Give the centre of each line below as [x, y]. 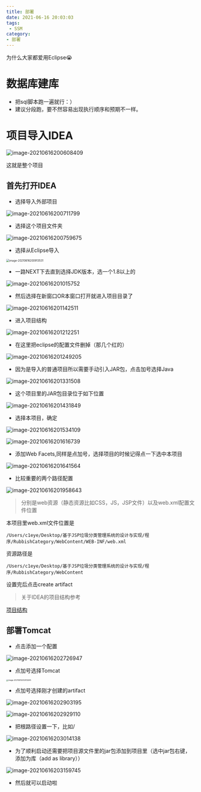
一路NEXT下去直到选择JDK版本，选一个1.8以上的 [75, 271]
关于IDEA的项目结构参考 [51, 597]
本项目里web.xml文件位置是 [40, 523]
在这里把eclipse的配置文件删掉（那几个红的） [71, 344]
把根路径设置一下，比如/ [45, 726]
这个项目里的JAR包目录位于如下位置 [59, 393]
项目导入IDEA [40, 136]
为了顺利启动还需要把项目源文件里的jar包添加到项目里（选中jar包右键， [103, 751]
